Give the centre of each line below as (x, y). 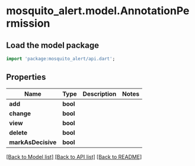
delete (18, 132)
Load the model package (53, 45)
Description (100, 94)
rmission (28, 23)
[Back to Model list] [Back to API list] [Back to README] (74, 157)
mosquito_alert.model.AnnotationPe (98, 11)
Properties (26, 77)
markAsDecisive (33, 142)
